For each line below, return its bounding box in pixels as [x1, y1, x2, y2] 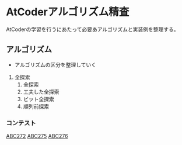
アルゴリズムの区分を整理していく [14, 61, 96, 68]
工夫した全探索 [23, 88, 60, 95]
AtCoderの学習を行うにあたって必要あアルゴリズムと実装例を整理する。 [6, 26, 179, 33]
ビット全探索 [23, 95, 54, 102]
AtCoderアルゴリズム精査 [6, 5, 129, 19]
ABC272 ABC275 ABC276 [6, 133, 68, 140]
